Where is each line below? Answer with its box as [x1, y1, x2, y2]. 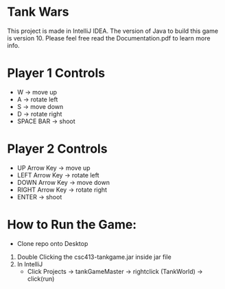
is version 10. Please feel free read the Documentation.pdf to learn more [7, 34, 211, 42]
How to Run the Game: [7, 217, 137, 232]
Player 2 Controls [7, 141, 108, 157]
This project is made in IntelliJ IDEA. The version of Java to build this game [7, 27, 218, 35]
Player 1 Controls [7, 66, 106, 81]
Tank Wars [7, 4, 69, 20]
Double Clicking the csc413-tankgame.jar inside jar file [16, 253, 171, 261]
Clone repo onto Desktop [16, 239, 88, 247]
